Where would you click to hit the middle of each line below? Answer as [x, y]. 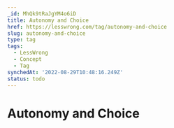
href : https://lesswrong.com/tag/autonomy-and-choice [87, 27]
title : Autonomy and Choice [48, 20]
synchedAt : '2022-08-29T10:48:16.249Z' [65, 72]
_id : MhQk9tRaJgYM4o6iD [42, 14]
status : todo [26, 79]
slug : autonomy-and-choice [46, 33]
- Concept [28, 59]
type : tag [22, 40]
